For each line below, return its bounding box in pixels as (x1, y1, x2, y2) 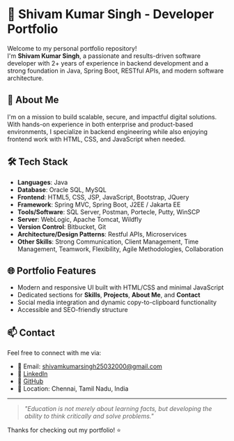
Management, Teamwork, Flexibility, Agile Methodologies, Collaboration (17, 244, 224, 253)
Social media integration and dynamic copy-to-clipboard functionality (17, 298, 217, 306)
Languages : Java (17, 178, 68, 186)
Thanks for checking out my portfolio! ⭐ (7, 426, 122, 435)
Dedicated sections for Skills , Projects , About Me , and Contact (17, 291, 201, 299)
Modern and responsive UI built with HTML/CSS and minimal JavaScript (17, 283, 224, 292)
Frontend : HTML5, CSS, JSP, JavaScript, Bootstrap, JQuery (17, 193, 189, 201)
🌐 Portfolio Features (7, 264, 96, 276)
